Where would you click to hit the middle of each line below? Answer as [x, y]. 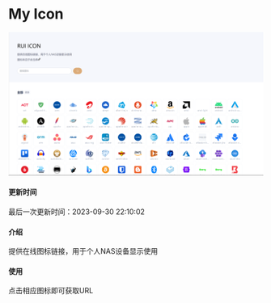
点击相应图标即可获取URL [51, 291]
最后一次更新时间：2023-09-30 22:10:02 [77, 212]
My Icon [36, 14]
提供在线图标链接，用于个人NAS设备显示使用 [83, 251]
